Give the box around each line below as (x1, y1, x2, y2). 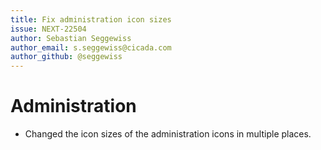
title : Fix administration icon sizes (10, 14, 172, 25)
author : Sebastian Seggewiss (10, 33, 132, 43)
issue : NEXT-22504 (10, 24, 87, 34)
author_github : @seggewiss (10, 52, 123, 62)
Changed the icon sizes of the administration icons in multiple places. (24, 128, 312, 140)
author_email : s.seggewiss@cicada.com (10, 42, 172, 53)
